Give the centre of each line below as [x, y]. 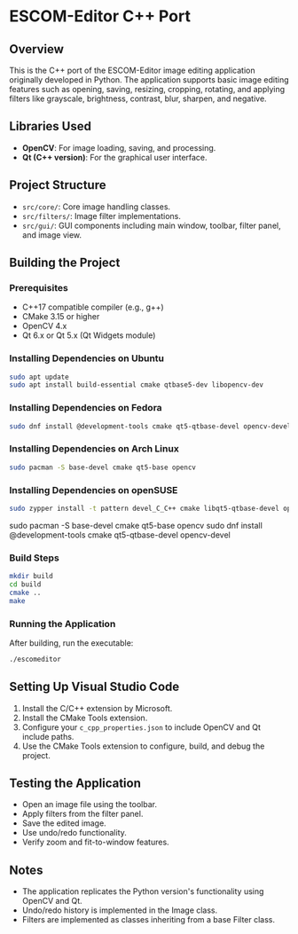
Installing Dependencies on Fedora [86, 408]
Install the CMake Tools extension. [85, 718]
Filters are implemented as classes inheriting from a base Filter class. [149, 920]
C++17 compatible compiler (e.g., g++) [93, 307]
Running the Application [63, 624]
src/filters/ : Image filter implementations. [102, 216]
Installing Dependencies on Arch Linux [94, 449]
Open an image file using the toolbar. [90, 804]
